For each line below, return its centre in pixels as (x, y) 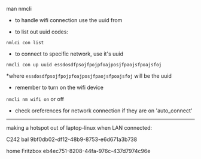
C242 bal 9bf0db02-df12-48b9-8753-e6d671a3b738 (72, 139)
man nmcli (19, 9)
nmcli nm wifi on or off (35, 99)
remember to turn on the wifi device (59, 87)
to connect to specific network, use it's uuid (69, 54)
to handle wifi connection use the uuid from (68, 20)
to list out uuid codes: (42, 32)
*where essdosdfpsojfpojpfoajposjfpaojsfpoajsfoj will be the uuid (89, 76)
